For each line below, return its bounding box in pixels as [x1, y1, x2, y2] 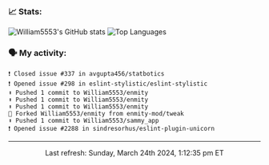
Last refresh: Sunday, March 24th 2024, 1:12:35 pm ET [45, 147, 224, 157]
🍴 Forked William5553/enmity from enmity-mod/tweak [8, 109, 184, 117]
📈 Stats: [8, 6, 42, 17]
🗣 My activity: [8, 48, 67, 59]
